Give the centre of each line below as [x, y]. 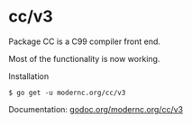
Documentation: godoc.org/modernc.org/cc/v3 [96, 109]
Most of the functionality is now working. [84, 58]
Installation [29, 76]
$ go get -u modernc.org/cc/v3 [67, 93]
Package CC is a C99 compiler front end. [85, 41]
